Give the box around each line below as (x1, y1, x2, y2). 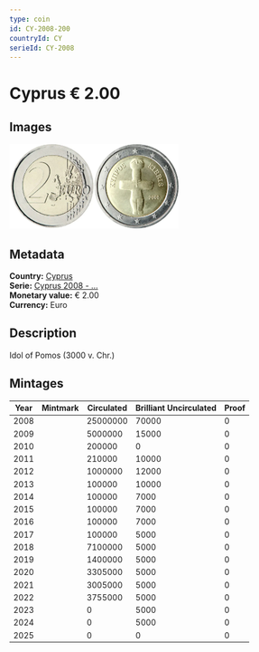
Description (9, 326, 77, 341)
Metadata (9, 246, 65, 262)
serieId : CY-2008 (9, 43, 75, 53)
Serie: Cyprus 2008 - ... (9, 281, 98, 292)
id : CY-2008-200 (9, 24, 70, 34)
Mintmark (42, 403, 79, 414)
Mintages (9, 376, 64, 391)
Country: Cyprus (9, 271, 74, 282)
